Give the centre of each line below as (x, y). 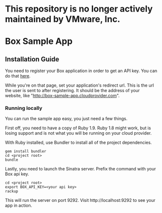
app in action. (19, 205)
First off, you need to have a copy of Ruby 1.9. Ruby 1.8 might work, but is (78, 128)
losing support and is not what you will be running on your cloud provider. (78, 133)
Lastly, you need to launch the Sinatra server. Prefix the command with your (81, 169)
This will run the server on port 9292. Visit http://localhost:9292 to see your (80, 200)
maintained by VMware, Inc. (63, 19)
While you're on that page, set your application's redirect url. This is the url (80, 85)
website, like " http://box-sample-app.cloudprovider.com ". (62, 96)
